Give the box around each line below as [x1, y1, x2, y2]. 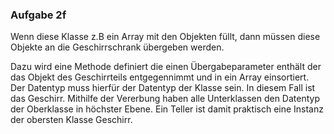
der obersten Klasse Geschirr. [10, 114, 133, 126]
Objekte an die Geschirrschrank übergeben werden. [10, 41, 225, 53]
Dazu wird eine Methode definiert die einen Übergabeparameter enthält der [10, 61, 322, 73]
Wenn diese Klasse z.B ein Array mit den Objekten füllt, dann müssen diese [10, 31, 321, 43]
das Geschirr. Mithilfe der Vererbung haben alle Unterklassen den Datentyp [10, 93, 320, 105]
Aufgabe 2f [10, 8, 67, 22]
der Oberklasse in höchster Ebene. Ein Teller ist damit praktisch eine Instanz [10, 103, 324, 115]
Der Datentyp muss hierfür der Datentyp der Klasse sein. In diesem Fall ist [10, 82, 316, 94]
